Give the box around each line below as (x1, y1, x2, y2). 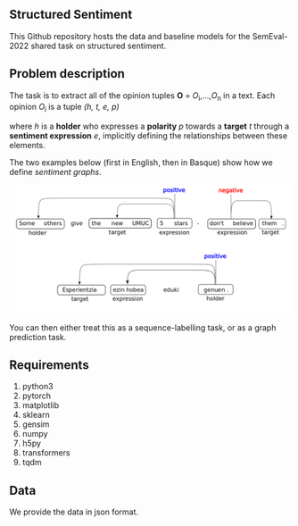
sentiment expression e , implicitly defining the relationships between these (9, 130, 288, 141)
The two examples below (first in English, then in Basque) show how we (9, 157, 274, 168)
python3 (21, 381, 54, 392)
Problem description (9, 66, 125, 81)
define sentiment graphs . (9, 167, 103, 178)
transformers (21, 447, 70, 458)
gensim (21, 419, 50, 430)
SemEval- (252, 30, 288, 41)
